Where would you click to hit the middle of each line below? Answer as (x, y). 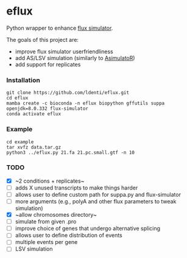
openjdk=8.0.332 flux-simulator (47, 109)
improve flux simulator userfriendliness (64, 51)
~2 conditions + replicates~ (50, 181)
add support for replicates (48, 64)
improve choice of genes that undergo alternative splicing (87, 228)
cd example (20, 142)
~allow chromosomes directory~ (56, 215)
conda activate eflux (34, 114)
